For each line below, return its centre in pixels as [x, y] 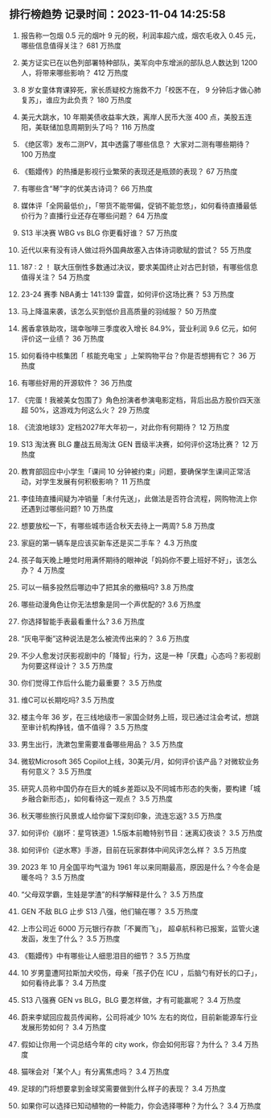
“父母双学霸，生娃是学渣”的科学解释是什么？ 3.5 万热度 [112, 894]
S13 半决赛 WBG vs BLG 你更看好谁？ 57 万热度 [99, 233]
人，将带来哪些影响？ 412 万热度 [74, 72]
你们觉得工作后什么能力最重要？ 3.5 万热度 [92, 682]
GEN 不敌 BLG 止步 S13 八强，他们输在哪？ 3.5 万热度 [109, 911]
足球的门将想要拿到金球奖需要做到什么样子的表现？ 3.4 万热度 [123, 1088]
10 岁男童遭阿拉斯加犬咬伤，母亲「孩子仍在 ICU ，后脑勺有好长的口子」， [141, 972]
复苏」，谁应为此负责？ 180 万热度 [76, 100]
